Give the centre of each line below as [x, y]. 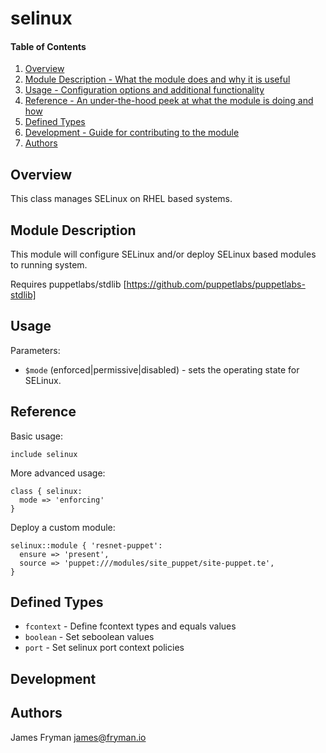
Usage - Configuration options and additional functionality [144, 90]
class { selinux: [46, 491]
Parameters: [35, 350]
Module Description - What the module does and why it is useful [157, 79]
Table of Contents [48, 46]
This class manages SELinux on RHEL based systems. [121, 199]
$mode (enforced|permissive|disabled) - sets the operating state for [162, 369]
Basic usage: [37, 436]
